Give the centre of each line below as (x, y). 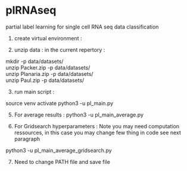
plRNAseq (31, 10)
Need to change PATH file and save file (62, 161)
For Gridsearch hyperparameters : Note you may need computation (97, 126)
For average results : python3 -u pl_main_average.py (79, 115)
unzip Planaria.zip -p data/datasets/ (49, 74)
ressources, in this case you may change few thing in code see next (97, 132)
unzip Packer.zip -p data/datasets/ (48, 67)
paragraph (27, 139)
